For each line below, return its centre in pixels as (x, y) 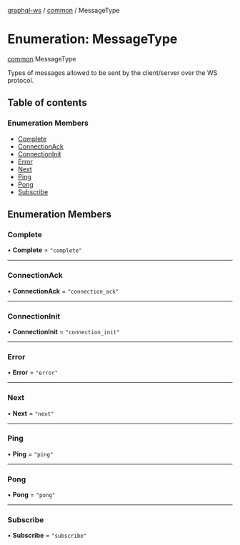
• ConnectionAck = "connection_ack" (63, 291)
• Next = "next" (31, 413)
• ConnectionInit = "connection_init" (64, 331)
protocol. (21, 80)
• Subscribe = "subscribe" (47, 536)
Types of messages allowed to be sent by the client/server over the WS (112, 72)
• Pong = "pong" (31, 495)
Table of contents (47, 103)
